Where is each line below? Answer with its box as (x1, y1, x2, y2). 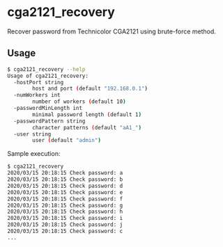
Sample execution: (7, 150, 61, 158)
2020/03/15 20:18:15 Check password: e (7, 189, 123, 196)
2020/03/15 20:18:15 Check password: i (7, 215, 123, 222)
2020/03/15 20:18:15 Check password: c (7, 228, 123, 234)
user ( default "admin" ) (32, 137, 101, 144)
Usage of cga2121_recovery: (7, 72, 89, 79)
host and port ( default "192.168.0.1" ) (32, 85, 148, 93)
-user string (13, 130, 52, 138)
